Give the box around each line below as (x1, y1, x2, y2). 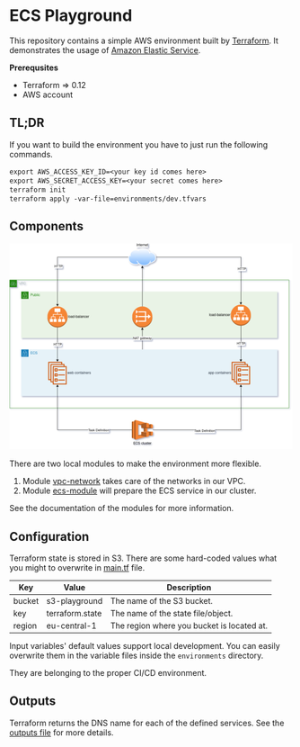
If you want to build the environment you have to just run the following (9, 139, 269, 149)
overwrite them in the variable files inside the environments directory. (9, 650, 264, 661)
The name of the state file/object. (110, 607, 234, 618)
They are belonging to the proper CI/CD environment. (9, 667, 207, 678)
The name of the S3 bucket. (110, 595, 214, 606)
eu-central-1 (46, 620, 97, 631)
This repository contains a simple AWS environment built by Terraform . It (9, 35, 278, 46)
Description (166, 582, 212, 593)
